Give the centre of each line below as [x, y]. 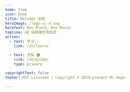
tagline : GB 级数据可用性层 [31, 32]
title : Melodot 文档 [25, 19]
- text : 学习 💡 [24, 42]
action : [13, 37]
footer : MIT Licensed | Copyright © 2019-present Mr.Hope [65, 78]
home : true [16, 10]
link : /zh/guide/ [31, 59]
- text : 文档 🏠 [25, 55]
